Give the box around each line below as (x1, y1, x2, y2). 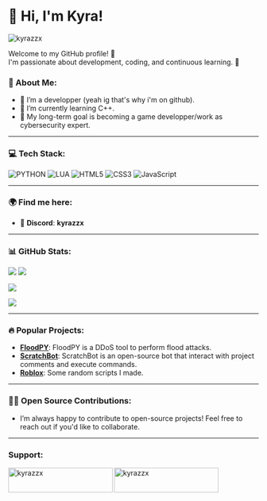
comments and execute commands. (19, 360, 137, 369)
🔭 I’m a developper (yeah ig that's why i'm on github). (19, 95, 195, 105)
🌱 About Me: (8, 77, 57, 88)
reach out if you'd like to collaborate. (19, 422, 141, 431)
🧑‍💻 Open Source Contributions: (8, 395, 132, 407)
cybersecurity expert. (19, 121, 91, 130)
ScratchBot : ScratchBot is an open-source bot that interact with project (19, 351, 254, 360)
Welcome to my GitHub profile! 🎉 (8, 48, 115, 58)
